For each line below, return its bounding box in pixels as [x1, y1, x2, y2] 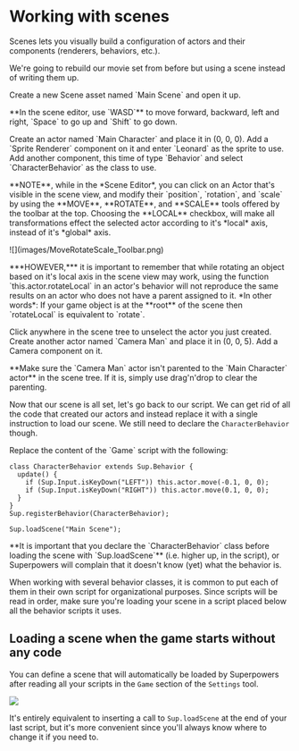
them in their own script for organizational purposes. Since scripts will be [9, 586, 278, 596]
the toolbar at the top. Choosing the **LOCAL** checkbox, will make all [9, 207, 275, 218]
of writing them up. [9, 72, 79, 82]
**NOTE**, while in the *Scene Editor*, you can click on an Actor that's [9, 179, 275, 190]
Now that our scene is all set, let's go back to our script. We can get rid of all [9, 399, 291, 409]
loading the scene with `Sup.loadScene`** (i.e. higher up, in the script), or [9, 550, 279, 561]
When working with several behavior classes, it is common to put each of [9, 577, 278, 587]
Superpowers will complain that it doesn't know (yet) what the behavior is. [9, 559, 282, 570]
